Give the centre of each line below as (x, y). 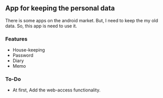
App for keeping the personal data (60, 8)
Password (23, 56)
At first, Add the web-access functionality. (57, 90)
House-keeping (29, 50)
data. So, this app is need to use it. (41, 26)
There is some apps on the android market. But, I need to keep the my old (82, 20)
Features (16, 39)
